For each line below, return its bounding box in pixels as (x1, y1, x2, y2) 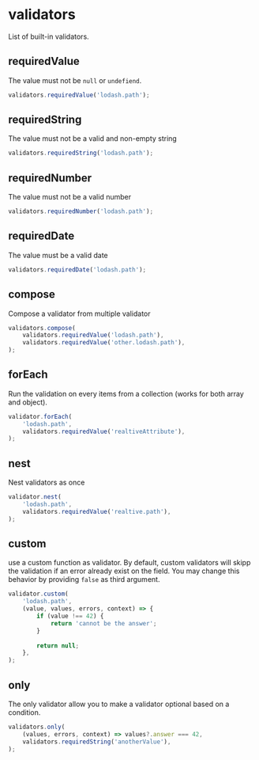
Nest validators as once (8, 477, 85, 488)
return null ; (36, 641, 80, 650)
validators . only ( (8, 723, 66, 731)
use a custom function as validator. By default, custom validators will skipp (8, 558, 251, 568)
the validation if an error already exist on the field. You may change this (8, 566, 240, 576)
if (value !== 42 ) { (36, 612, 104, 621)
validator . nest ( (8, 493, 62, 501)
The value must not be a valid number (8, 192, 132, 202)
